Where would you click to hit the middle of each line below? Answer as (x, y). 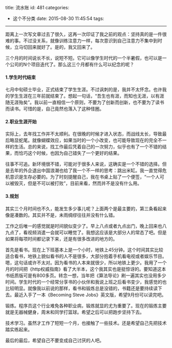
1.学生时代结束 (20, 77)
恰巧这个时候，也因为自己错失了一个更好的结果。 (70, 153)
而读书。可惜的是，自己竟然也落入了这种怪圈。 (55, 109)
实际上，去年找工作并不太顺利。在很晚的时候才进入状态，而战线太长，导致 (84, 134)
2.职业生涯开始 (21, 121)
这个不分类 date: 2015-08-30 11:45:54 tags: (58, 19)
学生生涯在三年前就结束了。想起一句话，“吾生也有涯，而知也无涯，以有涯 (87, 96)
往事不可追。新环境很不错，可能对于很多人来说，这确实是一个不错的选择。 (84, 164)
